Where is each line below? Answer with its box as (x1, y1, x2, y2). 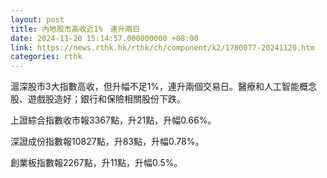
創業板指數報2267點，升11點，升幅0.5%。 (10, 157, 183, 169)
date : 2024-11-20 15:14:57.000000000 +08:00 (10, 33, 199, 43)
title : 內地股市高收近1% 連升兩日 (10, 24, 141, 34)
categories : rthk (10, 52, 83, 62)
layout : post (10, 14, 65, 25)
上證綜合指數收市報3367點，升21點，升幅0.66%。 (10, 114, 217, 126)
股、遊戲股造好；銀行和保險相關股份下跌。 (10, 93, 186, 105)
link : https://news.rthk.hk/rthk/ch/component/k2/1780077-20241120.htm (10, 42, 315, 53)
